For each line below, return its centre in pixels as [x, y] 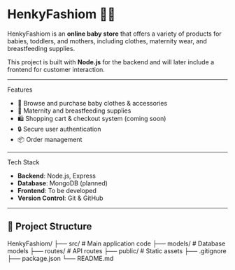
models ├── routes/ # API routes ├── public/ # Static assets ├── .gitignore [117, 250]
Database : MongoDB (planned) [63, 183]
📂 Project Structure [50, 227]
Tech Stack [23, 162]
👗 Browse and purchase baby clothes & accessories [92, 103]
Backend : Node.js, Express [57, 176]
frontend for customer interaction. [56, 69]
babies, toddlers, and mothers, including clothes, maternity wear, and [107, 41]
